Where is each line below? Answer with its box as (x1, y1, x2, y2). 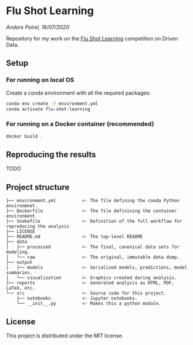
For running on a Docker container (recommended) (6, 120, 154, 128)
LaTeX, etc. (6, 285, 35, 292)
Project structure (6, 182, 70, 192)
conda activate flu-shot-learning (6, 106, 91, 112)
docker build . (6, 133, 43, 139)
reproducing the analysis (6, 223, 69, 230)
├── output (6, 260, 33, 266)
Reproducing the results (6, 149, 96, 159)
